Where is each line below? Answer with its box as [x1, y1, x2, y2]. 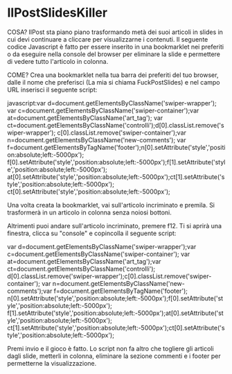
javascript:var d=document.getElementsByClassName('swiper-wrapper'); [7, 99, 217, 107]
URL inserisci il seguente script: [7, 85, 98, 94]
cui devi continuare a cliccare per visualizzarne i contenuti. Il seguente [7, 35, 208, 43]
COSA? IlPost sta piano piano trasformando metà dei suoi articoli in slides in [7, 28, 224, 36]
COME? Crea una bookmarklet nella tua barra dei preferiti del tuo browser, [7, 71, 219, 79]
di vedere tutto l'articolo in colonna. [7, 57, 109, 65]
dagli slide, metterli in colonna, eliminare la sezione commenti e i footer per [7, 352, 221, 360]
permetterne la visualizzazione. [7, 359, 97, 367]
